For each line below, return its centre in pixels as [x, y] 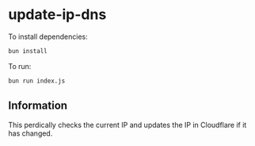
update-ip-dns [57, 15]
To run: [20, 66]
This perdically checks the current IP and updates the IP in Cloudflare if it [127, 125]
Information [38, 106]
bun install [28, 51]
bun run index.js [37, 81]
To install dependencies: [48, 36]
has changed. [30, 133]
